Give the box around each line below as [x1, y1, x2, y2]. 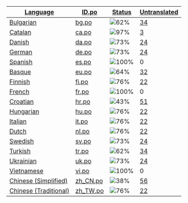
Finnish [9, 77, 30, 86]
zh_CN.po [75, 177, 103, 185]
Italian [9, 117, 27, 126]
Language [24, 8, 55, 16]
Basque [9, 68, 32, 76]
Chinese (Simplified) [9, 177, 68, 185]
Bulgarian [9, 18, 37, 26]
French [9, 88, 30, 96]
